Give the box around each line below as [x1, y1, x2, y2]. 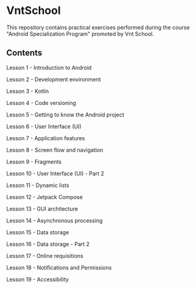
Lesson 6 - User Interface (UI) [6, 123, 82, 130]
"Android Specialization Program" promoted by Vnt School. [6, 30, 154, 37]
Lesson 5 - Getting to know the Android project [6, 110, 125, 118]
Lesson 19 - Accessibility [6, 276, 69, 283]
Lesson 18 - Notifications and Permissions [6, 263, 112, 271]
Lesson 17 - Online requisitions [6, 252, 83, 259]
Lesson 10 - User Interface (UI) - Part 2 [6, 169, 105, 177]
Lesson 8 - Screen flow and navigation [6, 146, 103, 154]
